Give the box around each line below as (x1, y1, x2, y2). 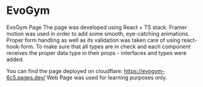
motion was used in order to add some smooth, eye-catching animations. (6, 30, 190, 37)
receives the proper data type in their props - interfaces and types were (6, 49, 187, 56)
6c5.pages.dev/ (6, 74, 46, 81)
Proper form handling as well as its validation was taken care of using (6, 36, 181, 43)
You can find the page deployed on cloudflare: (6, 67, 123, 74)
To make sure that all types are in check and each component (35, 43, 191, 50)
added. (6, 56, 24, 63)
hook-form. (6, 43, 35, 50)
